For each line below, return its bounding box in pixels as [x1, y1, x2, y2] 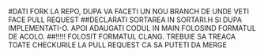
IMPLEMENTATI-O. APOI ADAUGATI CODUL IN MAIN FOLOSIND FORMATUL [8, 24, 257, 32]
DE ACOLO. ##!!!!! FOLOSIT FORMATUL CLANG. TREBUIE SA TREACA [8, 32, 236, 41]
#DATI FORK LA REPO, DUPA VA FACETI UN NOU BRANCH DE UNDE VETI [8, 7, 250, 16]
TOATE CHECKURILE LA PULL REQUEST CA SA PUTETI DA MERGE [8, 40, 228, 50]
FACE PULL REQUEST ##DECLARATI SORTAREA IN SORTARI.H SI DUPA [8, 15, 243, 24]
